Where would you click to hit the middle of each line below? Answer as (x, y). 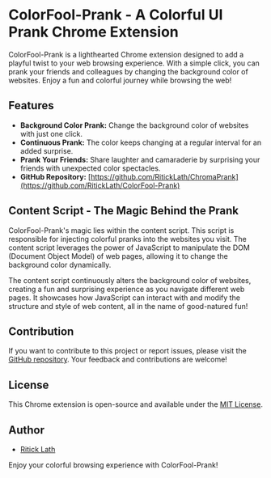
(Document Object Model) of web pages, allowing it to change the (118, 256)
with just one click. (51, 133)
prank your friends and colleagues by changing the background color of (128, 71)
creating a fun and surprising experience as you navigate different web (127, 289)
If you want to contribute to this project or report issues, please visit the (127, 351)
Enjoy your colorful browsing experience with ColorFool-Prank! (113, 465)
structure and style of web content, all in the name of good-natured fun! (128, 306)
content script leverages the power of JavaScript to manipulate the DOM (129, 247)
